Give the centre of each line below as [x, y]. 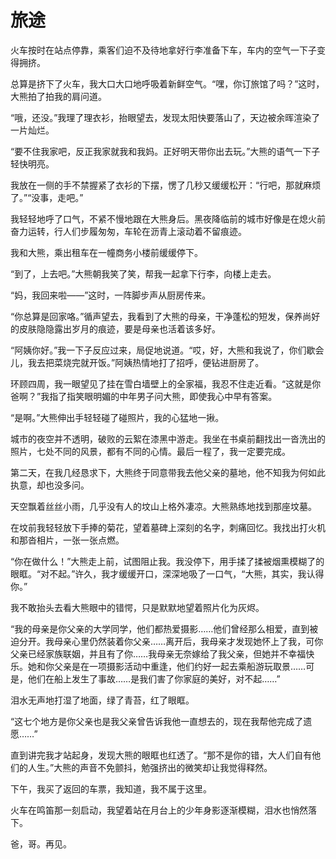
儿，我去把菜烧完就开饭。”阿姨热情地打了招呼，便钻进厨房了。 [137, 362]
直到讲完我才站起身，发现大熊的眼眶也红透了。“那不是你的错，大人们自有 [161, 755]
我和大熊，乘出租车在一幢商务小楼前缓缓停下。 [106, 252]
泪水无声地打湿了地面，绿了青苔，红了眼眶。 [102, 700]
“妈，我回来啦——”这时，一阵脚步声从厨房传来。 [111, 295]
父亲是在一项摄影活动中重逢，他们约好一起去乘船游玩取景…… [180, 666]
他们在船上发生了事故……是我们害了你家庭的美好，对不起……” [154, 678]
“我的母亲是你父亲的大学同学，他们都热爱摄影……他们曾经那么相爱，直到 [160, 628]
